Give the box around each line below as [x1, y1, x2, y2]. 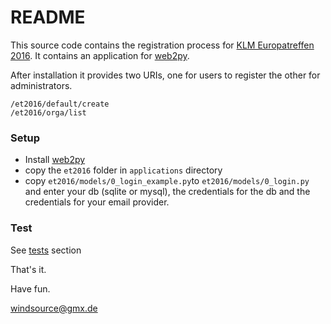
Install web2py [24, 154, 86, 166]
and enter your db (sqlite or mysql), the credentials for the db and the [24, 186, 311, 198]
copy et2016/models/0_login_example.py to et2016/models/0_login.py [24, 175, 310, 187]
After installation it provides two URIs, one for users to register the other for [10, 69, 321, 81]
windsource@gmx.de [10, 302, 98, 314]
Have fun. [10, 282, 51, 295]
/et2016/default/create [10, 99, 110, 109]
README [10, 6, 86, 29]
